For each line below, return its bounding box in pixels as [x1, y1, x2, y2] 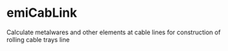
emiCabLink [6, 5, 77, 21]
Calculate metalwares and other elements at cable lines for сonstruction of [6, 28, 221, 36]
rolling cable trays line [6, 35, 70, 43]
